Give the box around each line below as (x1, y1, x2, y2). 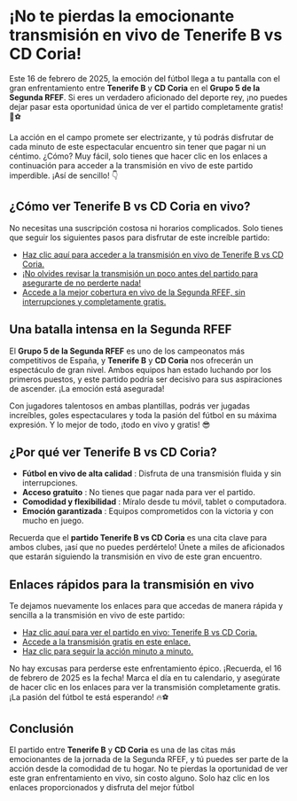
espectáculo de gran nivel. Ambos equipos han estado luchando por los (9, 364, 272, 375)
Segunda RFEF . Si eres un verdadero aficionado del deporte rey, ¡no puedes (9, 91, 288, 103)
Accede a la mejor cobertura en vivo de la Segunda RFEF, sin (21, 286, 246, 298)
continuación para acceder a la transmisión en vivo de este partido (9, 159, 254, 170)
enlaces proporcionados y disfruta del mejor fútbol (9, 782, 195, 792)
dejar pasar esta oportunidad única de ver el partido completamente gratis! (9, 101, 284, 112)
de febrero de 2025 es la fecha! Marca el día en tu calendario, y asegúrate (9, 673, 281, 683)
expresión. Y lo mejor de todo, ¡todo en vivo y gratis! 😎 (9, 419, 211, 430)
